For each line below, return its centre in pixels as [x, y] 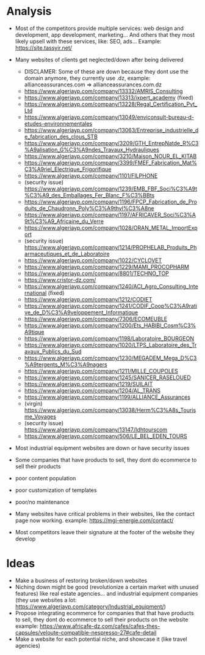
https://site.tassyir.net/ [43, 48]
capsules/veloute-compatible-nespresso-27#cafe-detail [86, 632]
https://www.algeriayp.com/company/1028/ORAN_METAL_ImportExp [111, 227]
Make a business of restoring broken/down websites [81, 580]
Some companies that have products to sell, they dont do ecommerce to [106, 460]
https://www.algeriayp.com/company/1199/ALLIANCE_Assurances [107, 397]
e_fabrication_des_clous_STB [61, 137]
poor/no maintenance [42, 502]
